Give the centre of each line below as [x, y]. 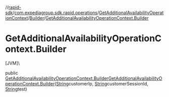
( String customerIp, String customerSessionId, [102, 83]
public [12, 73]
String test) [16, 89]
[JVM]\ [13, 63]
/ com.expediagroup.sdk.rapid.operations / [56, 13]
